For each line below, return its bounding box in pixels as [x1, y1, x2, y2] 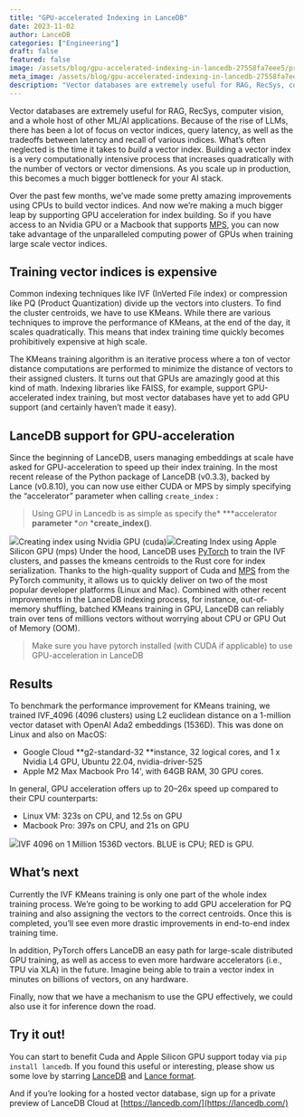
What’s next [9, 865, 80, 880]
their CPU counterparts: [9, 793, 99, 804]
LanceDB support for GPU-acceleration [9, 428, 235, 443]
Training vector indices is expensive [9, 264, 218, 280]
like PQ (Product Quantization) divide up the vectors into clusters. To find [9, 298, 282, 308]
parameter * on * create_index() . [31, 517, 152, 529]
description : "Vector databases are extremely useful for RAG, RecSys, [9, 80, 285, 90]
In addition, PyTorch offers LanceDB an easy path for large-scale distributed [9, 944, 294, 955]
